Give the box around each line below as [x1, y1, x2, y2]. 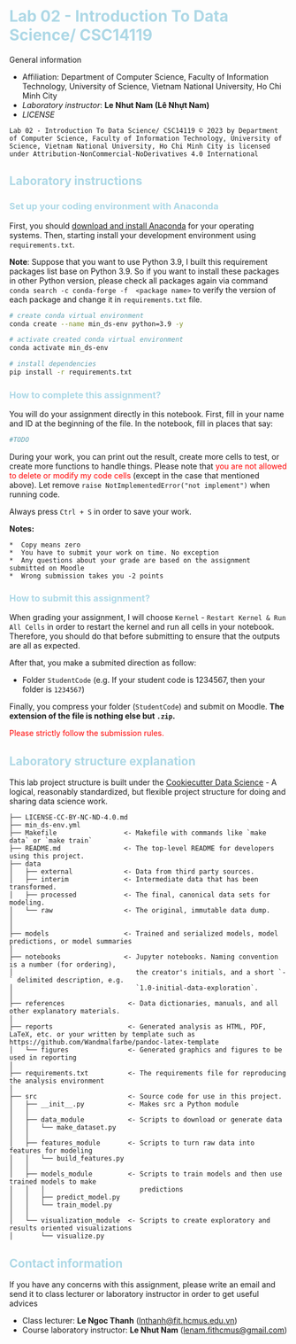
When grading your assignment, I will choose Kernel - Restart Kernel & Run [9, 612, 286, 623]
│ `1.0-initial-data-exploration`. [9, 983, 259, 993]
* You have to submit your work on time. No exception [9, 548, 219, 557]
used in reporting [9, 1053, 77, 1062]
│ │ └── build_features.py [9, 1154, 125, 1163]
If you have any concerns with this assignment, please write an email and [9, 1278, 276, 1290]
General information [9, 54, 82, 65]
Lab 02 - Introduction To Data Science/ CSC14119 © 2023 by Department [9, 126, 278, 135]
